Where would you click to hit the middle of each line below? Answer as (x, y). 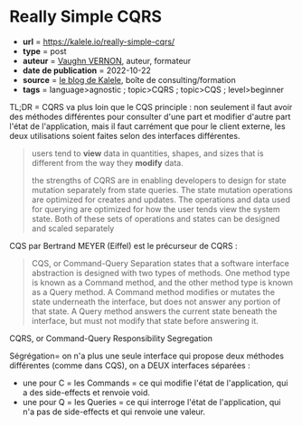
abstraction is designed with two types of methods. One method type (161, 273)
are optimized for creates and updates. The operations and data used (161, 199)
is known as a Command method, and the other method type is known (162, 282)
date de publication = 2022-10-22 (87, 70)
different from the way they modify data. (107, 162)
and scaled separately (73, 228)
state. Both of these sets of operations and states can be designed (156, 218)
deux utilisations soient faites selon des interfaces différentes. (125, 135)
